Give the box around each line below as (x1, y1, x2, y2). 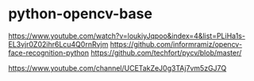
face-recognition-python (8, 48, 90, 57)
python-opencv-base (8, 5, 153, 23)
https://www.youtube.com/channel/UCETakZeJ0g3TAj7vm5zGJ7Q (8, 63, 227, 72)
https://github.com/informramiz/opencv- (110, 39, 243, 48)
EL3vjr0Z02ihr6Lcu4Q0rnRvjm (8, 39, 109, 48)
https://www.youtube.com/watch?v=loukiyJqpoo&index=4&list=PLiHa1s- (8, 31, 246, 40)
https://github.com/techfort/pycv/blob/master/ (90, 48, 242, 57)
